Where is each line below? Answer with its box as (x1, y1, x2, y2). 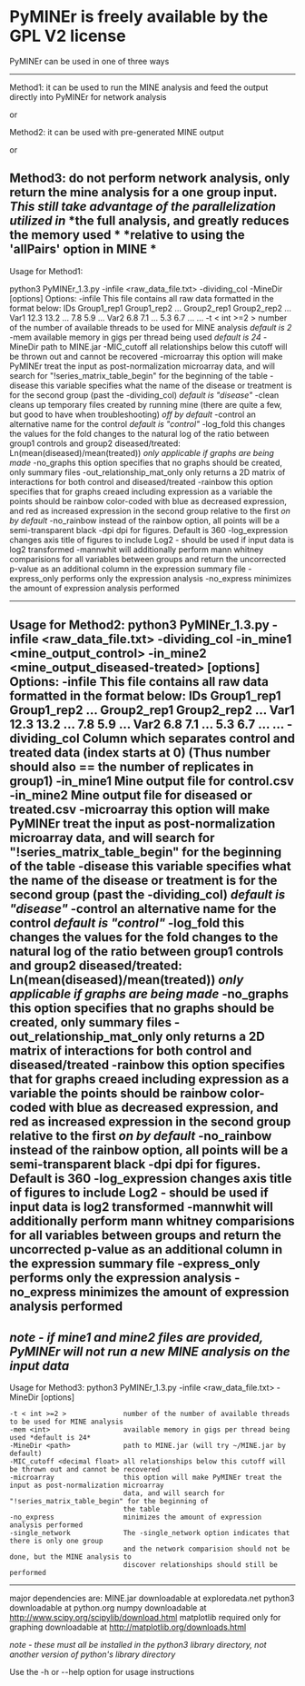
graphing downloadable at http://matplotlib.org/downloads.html (9, 1622, 247, 1632)
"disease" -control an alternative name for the (9, 901, 277, 917)
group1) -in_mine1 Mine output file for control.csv (9, 774, 295, 789)
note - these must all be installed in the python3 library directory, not (9, 1639, 267, 1650)
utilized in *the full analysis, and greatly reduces (9, 213, 290, 229)
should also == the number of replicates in (9, 759, 254, 775)
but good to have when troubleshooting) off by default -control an (9, 409, 256, 420)
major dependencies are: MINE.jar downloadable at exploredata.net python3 (9, 1592, 295, 1603)
